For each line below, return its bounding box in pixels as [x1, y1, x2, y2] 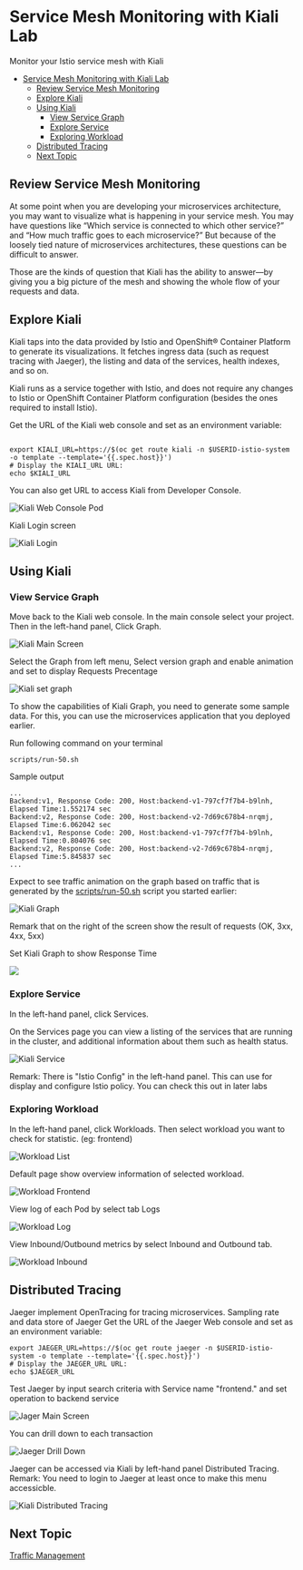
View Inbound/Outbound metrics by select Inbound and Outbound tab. [9, 1238, 273, 1249]
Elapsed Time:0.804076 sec [9, 836, 112, 845]
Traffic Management [9, 1550, 86, 1561]
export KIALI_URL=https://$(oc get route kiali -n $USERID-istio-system [9, 444, 290, 454]
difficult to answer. [9, 249, 79, 259]
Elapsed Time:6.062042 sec [9, 821, 112, 830]
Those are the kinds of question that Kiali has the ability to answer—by [9, 266, 274, 278]
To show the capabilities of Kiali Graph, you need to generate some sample [9, 701, 290, 712]
